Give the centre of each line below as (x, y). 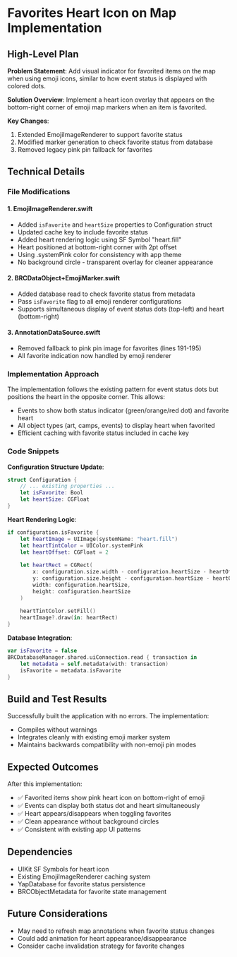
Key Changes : (28, 121)
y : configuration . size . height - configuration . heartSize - (121, 578)
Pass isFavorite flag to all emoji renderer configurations (99, 301)
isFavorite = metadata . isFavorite (71, 670)
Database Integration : (40, 638)
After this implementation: (45, 784)
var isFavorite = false (42, 651)
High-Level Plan (43, 54)
